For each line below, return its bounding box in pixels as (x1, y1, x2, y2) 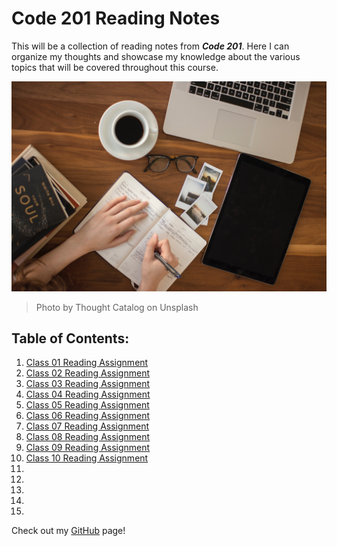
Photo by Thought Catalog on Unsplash (35, 301, 199, 313)
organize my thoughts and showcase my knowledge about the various (11, 50, 301, 62)
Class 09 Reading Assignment (25, 442, 151, 454)
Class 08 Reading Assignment (25, 431, 151, 443)
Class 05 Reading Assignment (25, 399, 150, 411)
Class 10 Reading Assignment (25, 452, 149, 464)
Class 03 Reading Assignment (25, 378, 151, 390)
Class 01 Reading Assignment (25, 357, 149, 369)
